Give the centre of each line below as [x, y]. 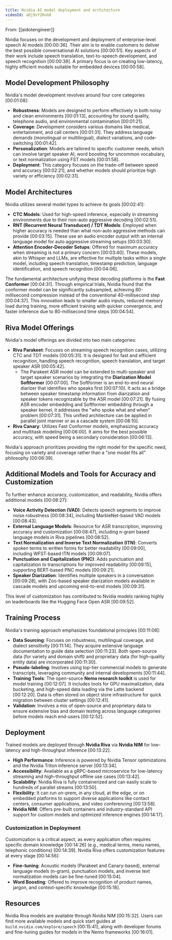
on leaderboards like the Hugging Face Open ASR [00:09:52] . [70, 601]
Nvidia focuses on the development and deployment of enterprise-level [81, 40]
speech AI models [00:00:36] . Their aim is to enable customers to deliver [82, 45]
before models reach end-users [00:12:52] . [58, 716]
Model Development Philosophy [57, 83]
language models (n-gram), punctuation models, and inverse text [81, 871]
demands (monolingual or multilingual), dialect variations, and [78, 138]
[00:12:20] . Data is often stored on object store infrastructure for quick [87, 694]
